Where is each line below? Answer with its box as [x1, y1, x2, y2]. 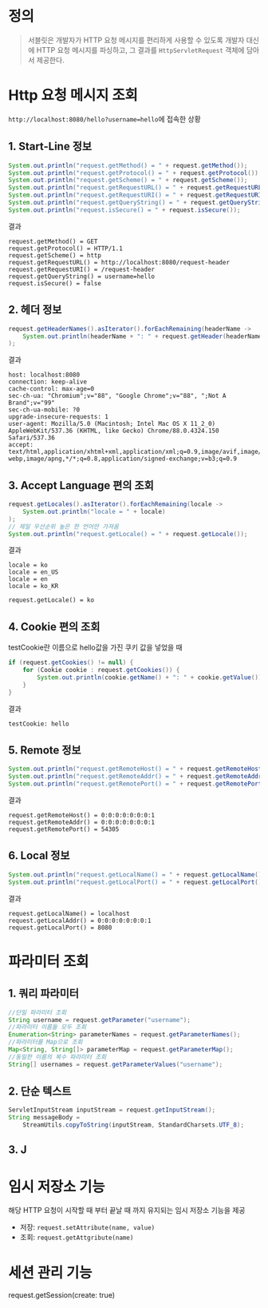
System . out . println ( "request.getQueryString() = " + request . [8, 199, 219, 207]
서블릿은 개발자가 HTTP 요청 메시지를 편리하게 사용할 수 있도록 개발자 [27, 35, 245, 45]
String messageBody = [8, 1114, 81, 1122]
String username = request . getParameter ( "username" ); [8, 1016, 191, 1024]
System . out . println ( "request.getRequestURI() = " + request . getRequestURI [8, 191, 262, 200]
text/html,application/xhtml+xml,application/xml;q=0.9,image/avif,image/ [8, 448, 262, 456]
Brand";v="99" [8, 399, 56, 408]
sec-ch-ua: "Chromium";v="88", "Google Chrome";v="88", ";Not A [8, 392, 227, 400]
